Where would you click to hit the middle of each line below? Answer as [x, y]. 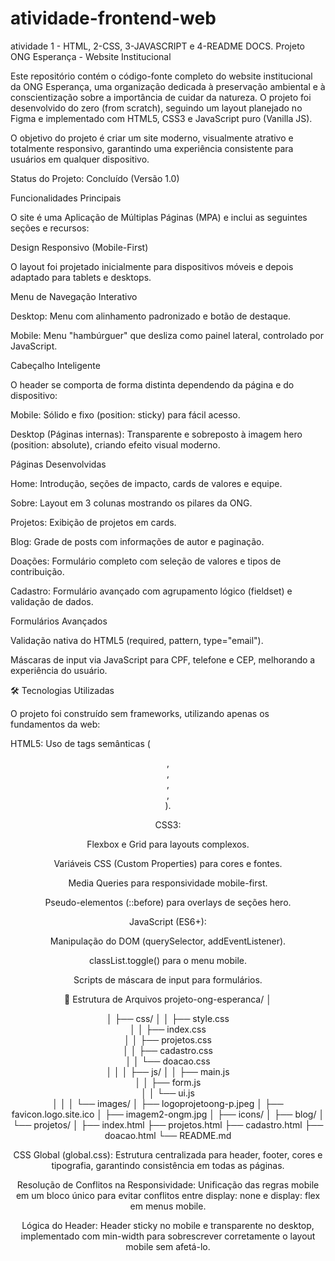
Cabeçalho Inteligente [55, 365]
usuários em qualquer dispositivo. [80, 159]
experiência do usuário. [59, 670]
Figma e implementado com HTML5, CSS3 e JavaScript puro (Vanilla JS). [161, 118]
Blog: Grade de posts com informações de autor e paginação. [137, 541]
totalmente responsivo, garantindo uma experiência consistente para [152, 148]
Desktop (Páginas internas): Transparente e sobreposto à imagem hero [156, 434]
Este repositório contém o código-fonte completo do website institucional [161, 76]
